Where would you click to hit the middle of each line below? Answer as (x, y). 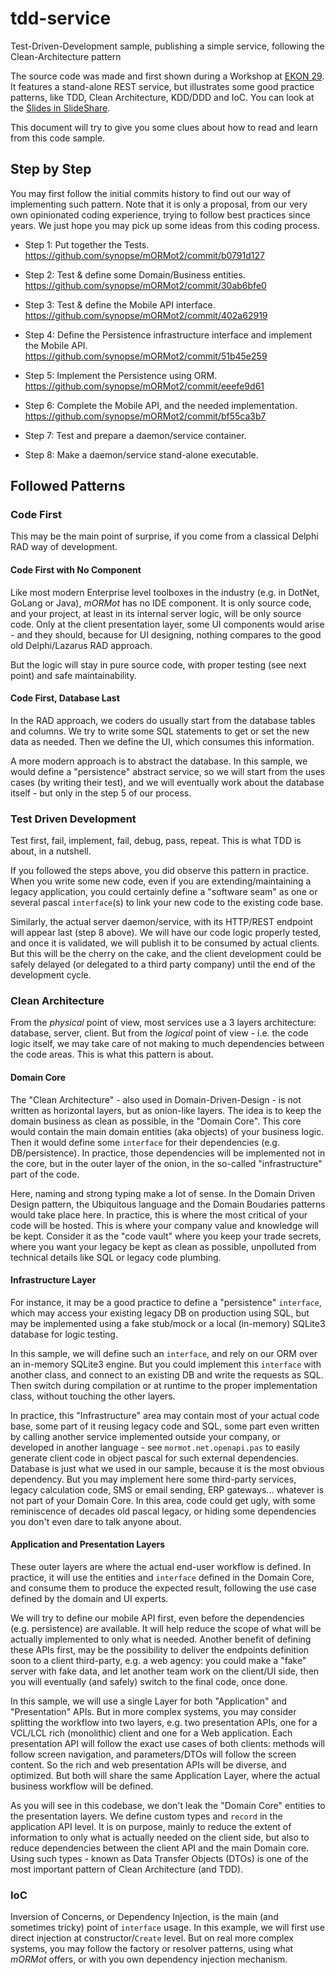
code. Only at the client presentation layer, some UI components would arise (167, 624)
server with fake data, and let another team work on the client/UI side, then (165, 1671)
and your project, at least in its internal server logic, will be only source (156, 613)
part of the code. (45, 1174)
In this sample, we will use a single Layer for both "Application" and (149, 1701)
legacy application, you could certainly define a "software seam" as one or (164, 892)
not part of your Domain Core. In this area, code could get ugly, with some (163, 1500)
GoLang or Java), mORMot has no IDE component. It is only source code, (161, 603)
